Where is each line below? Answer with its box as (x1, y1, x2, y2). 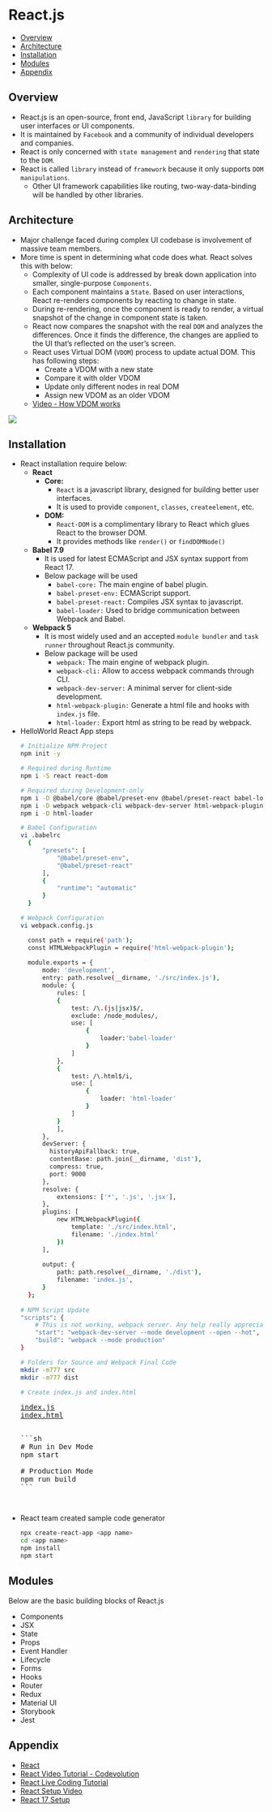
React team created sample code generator (19, 1513, 166, 1523)
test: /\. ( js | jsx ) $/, (71, 1004, 144, 1012)
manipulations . (19, 172, 70, 182)
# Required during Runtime (19, 765, 112, 773)
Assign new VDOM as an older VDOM (44, 390, 170, 399)
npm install (19, 1544, 61, 1552)
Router (19, 1680, 43, 1690)
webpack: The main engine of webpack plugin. (56, 658, 210, 667)
